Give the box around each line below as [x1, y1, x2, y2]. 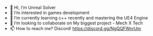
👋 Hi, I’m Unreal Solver [9, 5, 56, 10]
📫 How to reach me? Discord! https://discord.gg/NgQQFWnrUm [9, 26, 141, 31]
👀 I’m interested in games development [9, 10, 90, 16]
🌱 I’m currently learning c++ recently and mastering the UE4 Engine [9, 15, 148, 20]
